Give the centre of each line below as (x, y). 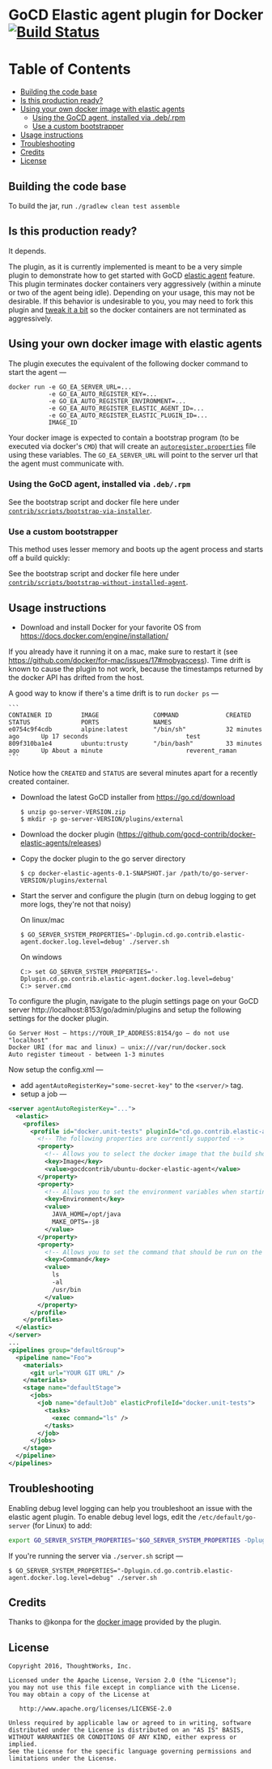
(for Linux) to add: (62, 1525)
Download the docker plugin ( (70, 834)
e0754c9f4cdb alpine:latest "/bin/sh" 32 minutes (136, 729)
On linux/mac (42, 919)
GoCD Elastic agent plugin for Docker (136, 15)
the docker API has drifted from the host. (76, 677)
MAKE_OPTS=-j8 (75, 1222)
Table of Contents (70, 69)
